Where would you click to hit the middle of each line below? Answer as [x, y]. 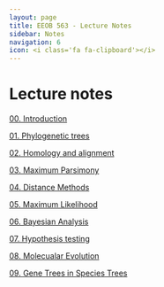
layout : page [33, 17]
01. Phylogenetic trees [49, 136]
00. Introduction [38, 119]
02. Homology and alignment [62, 153]
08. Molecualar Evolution [54, 256]
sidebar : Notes [37, 34]
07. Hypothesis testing [49, 239]
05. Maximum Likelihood [54, 205]
